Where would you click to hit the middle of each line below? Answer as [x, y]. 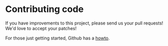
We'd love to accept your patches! [41, 28]
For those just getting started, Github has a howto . [57, 38]
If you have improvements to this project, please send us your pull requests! [84, 23]
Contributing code [45, 9]
